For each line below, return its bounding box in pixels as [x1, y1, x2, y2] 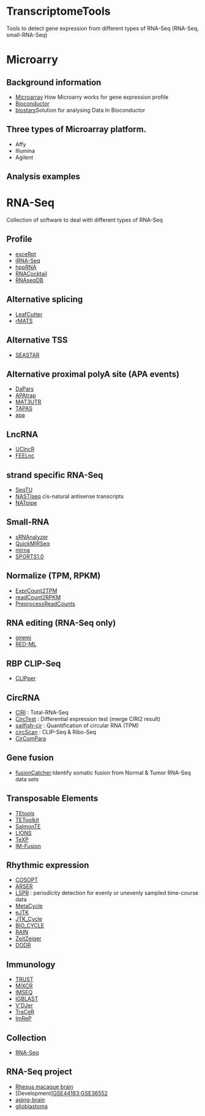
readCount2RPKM [15, 593, 61, 601]
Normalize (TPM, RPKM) [6, 571, 101, 581]
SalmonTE [15, 822, 41, 830]
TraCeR [15, 1009, 35, 1016]
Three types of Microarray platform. [6, 124, 147, 135]
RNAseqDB [15, 276, 44, 284]
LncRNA [6, 429, 39, 440]
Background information [6, 77, 102, 87]
